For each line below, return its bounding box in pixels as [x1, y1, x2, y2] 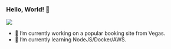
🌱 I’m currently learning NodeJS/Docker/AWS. [14, 36, 127, 43]
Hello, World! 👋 [6, 5, 50, 14]
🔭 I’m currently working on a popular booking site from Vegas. [14, 30, 166, 37]
